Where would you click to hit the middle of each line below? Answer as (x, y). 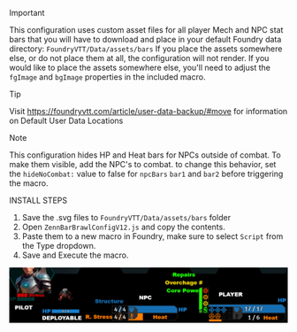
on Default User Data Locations (66, 120)
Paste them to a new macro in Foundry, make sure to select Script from (152, 236)
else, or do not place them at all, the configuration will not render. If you (139, 58)
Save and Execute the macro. (76, 255)
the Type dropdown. (59, 246)
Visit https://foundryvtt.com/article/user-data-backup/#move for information (148, 111)
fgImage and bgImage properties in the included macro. (107, 77)
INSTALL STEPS (38, 200)
